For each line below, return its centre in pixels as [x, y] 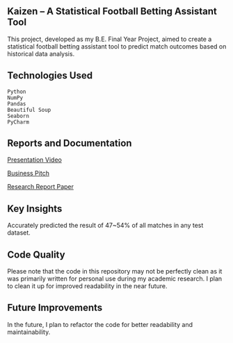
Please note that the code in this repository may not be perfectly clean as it [115, 271]
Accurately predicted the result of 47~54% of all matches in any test [105, 226]
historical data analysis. [41, 53]
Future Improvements [55, 308]
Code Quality [36, 254]
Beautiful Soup [29, 110]
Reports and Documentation [70, 143]
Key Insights [35, 209]
